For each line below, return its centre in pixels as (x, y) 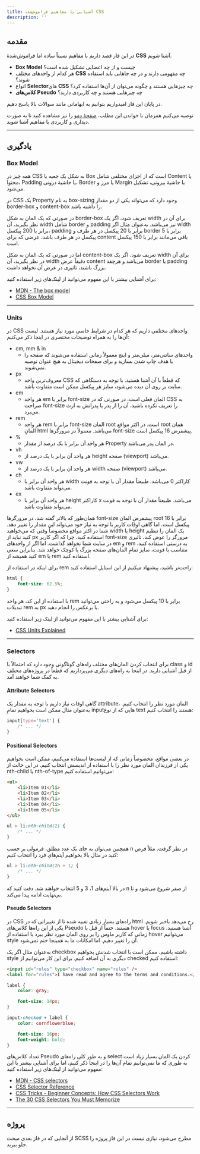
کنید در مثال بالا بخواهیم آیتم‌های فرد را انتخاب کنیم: (63, 855)
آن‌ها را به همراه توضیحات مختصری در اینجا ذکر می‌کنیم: (68, 337)
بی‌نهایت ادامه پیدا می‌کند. (35, 894)
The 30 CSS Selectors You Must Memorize (68, 1100)
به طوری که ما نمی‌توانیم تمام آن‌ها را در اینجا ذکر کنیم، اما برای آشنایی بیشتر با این (97, 1063)
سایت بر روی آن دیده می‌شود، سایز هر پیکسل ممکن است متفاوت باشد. (103, 387)
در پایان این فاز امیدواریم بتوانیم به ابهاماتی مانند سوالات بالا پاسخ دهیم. (85, 104)
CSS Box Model (34, 297)
